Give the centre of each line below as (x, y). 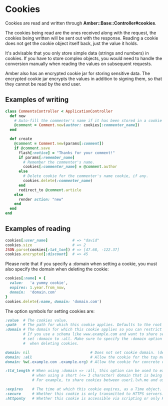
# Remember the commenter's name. (59, 162)
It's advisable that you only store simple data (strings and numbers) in (77, 53)
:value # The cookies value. (37, 320)
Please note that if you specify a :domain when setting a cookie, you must (81, 264)
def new (18, 116)
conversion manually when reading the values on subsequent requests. (79, 63)
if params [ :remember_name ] (46, 157)
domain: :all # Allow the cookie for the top (81, 357)
